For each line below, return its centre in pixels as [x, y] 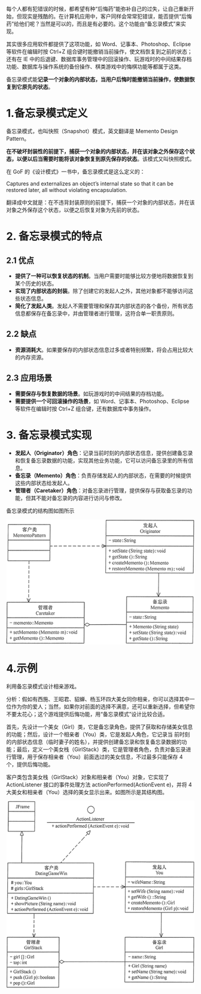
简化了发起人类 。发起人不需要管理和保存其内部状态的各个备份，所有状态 [104, 306]
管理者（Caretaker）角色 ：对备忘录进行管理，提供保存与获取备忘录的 [101, 490]
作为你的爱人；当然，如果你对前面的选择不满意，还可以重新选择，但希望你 [103, 706]
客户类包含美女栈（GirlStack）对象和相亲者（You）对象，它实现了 [88, 777]
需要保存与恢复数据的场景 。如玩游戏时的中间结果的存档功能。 [91, 393]
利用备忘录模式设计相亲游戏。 [43, 686]
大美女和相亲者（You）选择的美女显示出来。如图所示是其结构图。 [87, 792]
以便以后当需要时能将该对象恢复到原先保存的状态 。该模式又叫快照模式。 [106, 158]
